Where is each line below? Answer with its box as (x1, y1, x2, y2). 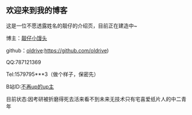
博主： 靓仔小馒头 (6, 34, 47, 41)
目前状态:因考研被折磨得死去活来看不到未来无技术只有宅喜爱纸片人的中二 (6, 95, 182, 102)
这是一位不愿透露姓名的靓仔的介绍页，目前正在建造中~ (6, 22, 138, 29)
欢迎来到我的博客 (6, 5, 68, 16)
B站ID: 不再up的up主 (6, 83, 54, 90)
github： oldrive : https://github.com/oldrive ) (6, 47, 109, 54)
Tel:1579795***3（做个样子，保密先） (6, 71, 99, 78)
